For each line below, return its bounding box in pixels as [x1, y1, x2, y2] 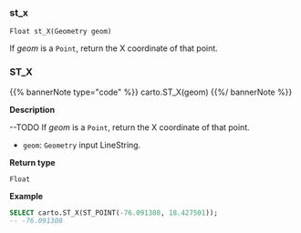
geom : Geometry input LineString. [22, 139, 141, 150]
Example [9, 190, 44, 201]
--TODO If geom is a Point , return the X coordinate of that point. [9, 121, 251, 133]
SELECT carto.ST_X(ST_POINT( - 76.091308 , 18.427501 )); [9, 208, 219, 218]
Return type [9, 157, 57, 167]
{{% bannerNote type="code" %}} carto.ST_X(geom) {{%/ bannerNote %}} [9, 86, 293, 97]
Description [9, 104, 56, 115]
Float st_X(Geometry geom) [9, 27, 112, 36]
